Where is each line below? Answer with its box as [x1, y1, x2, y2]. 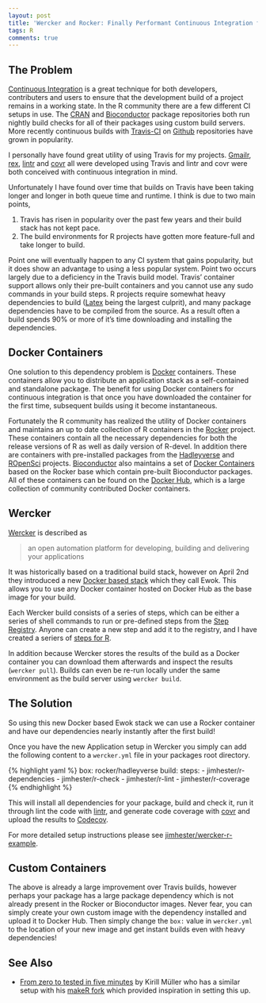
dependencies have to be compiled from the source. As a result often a [8, 307, 240, 316]
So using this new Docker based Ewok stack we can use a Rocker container [8, 718, 256, 727]
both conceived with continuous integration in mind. [8, 168, 178, 177]
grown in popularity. [8, 135, 74, 145]
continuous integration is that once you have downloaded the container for [8, 392, 252, 402]
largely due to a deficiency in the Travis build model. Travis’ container [8, 272, 235, 282]
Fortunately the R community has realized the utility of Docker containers [8, 416, 247, 426]
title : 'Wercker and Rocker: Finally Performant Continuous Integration [8, 19, 253, 27]
